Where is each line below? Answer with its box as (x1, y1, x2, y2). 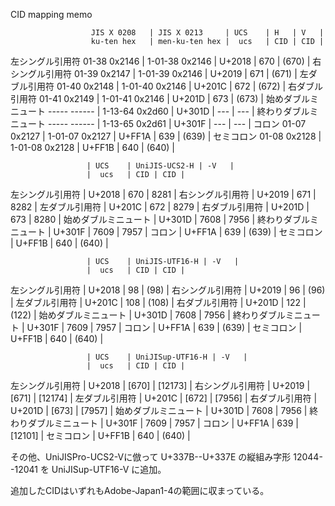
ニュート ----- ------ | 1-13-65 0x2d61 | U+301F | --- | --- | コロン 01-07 (10, 118, 307, 129)
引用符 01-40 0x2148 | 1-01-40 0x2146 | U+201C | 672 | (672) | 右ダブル (27, 80, 324, 92)
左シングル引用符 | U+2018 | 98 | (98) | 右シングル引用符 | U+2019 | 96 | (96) (10, 284, 326, 296)
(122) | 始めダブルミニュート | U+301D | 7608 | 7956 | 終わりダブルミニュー (10, 309, 321, 321)
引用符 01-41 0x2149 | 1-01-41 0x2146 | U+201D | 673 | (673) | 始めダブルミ (10, 93, 319, 104)
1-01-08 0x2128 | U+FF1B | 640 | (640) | (10, 142, 176, 153)
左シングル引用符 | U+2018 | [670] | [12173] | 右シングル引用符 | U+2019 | (10, 380, 311, 391)
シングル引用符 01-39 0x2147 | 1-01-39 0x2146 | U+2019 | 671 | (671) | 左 (10, 68, 309, 79)
